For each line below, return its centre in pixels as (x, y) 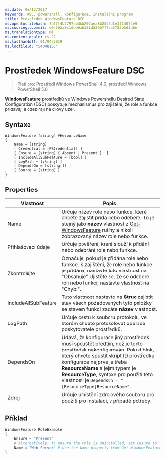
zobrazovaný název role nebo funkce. (105, 236)
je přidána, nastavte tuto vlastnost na (104, 270)
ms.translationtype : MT (29, 32)
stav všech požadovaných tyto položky (107, 303)
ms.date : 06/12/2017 (26, 10)
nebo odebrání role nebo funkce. (99, 250)
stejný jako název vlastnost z (95, 224)
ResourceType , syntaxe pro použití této (107, 375)
